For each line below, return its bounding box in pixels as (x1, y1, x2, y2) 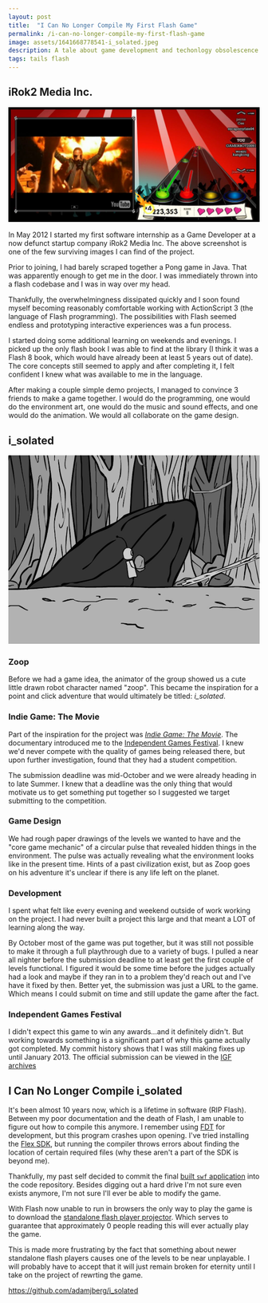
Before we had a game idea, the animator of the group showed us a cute (8, 674, 246, 684)
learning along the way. (8, 922, 85, 933)
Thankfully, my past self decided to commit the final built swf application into (8, 1171, 260, 1181)
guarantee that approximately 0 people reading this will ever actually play (8, 1221, 249, 1230)
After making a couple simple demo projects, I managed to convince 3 (8, 385, 239, 395)
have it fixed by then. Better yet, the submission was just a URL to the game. (8, 981, 259, 990)
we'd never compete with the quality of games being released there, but (8, 746, 246, 756)
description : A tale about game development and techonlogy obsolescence (8, 46, 259, 55)
